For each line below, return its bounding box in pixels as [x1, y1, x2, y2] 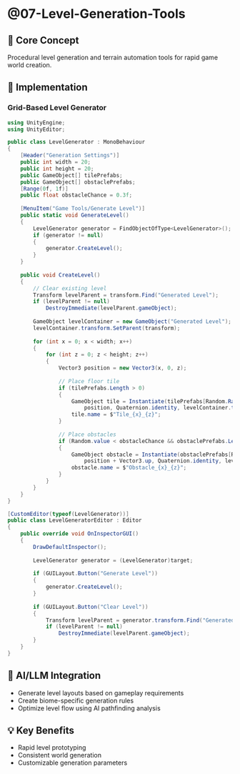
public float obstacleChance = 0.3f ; [20, 192, 133, 199]
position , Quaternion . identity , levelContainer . [84, 405, 232, 412]
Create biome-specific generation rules [17, 696, 134, 705]
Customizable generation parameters [17, 758, 128, 767]
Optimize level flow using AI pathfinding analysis [17, 703, 161, 713]
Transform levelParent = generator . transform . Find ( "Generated [45, 617, 235, 624]
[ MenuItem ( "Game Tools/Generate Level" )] [20, 205, 145, 212]
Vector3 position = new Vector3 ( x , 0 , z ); [58, 364, 187, 372]
